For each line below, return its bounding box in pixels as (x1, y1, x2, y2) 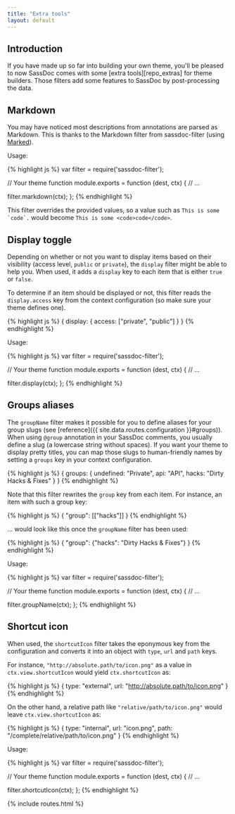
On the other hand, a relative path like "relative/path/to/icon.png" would (7, 702, 223, 711)
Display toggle (7, 233, 72, 246)
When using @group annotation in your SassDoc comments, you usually (7, 433, 213, 441)
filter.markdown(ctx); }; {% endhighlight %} (7, 193, 133, 201)
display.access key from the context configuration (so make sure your (7, 296, 211, 304)
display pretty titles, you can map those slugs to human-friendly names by (7, 448, 223, 456)
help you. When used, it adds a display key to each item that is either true (7, 267, 223, 276)
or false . (7, 275, 33, 283)
